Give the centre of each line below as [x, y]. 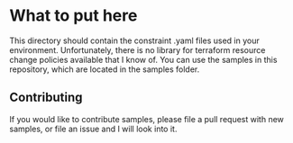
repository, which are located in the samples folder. [105, 69]
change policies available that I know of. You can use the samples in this [143, 59]
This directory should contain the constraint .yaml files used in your [134, 40]
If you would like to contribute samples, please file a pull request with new [146, 119]
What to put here [73, 16]
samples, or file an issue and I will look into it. [93, 129]
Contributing [46, 98]
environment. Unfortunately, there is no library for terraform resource [137, 49]
